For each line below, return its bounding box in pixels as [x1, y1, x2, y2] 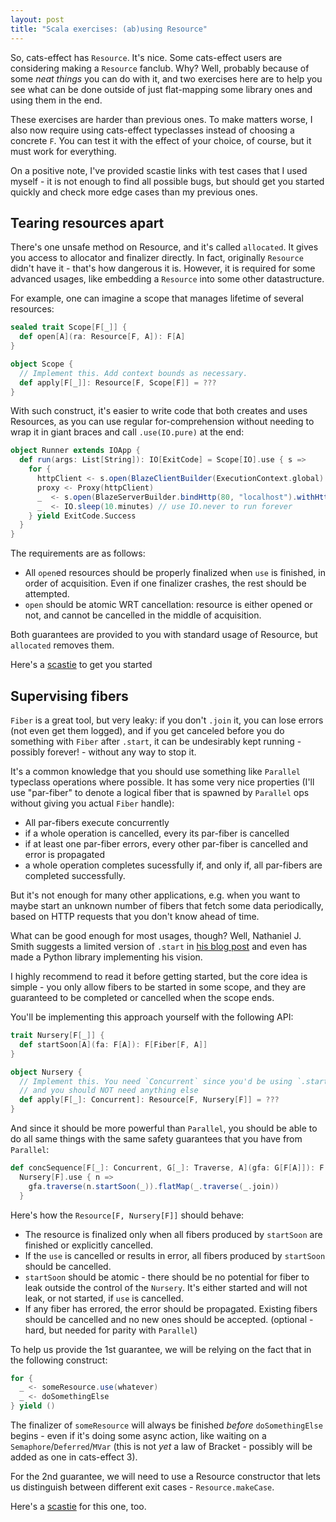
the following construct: [10, 1354, 108, 1366]
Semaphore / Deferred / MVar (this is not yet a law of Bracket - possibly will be [10, 1441, 313, 1452]
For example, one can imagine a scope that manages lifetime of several [10, 292, 304, 305]
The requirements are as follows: [10, 547, 146, 560]
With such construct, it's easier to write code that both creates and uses [10, 405, 308, 417]
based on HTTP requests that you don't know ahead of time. [10, 911, 260, 922]
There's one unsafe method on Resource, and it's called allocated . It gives [10, 241, 319, 253]
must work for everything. [10, 145, 117, 157]
